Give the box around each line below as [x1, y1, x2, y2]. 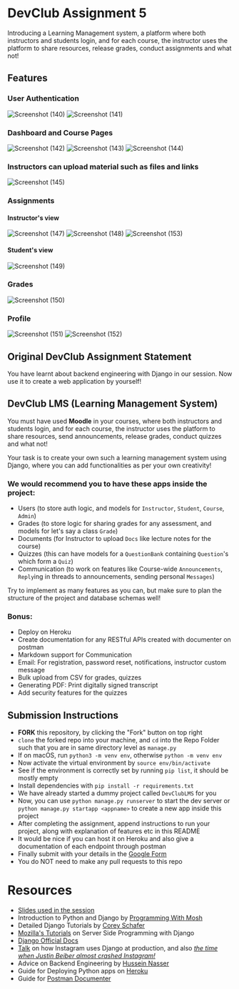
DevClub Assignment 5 [7, 5, 147, 21]
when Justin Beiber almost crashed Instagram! [17, 952, 156, 960]
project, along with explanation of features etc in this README [17, 827, 200, 835]
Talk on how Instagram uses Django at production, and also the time [17, 944, 218, 953]
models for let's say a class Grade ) [17, 527, 118, 535]
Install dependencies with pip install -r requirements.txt [17, 781, 194, 790]
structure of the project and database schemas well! [7, 594, 161, 602]
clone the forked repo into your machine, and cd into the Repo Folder [17, 736, 220, 745]
